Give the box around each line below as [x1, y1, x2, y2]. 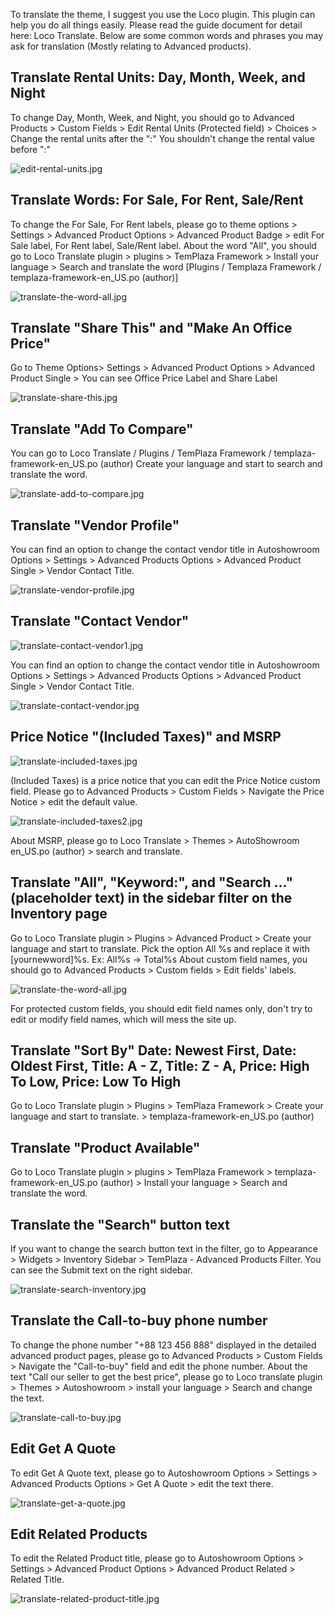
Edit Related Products [10, 1525, 148, 1543]
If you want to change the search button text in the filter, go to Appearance [10, 1242, 318, 1254]
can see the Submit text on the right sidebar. [10, 1264, 193, 1276]
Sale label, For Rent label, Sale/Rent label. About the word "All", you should [10, 239, 317, 251]
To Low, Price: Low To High [10, 1073, 182, 1090]
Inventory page [10, 905, 108, 923]
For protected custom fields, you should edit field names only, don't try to [10, 1002, 313, 1014]
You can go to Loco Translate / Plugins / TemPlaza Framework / [10, 447, 272, 459]
